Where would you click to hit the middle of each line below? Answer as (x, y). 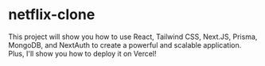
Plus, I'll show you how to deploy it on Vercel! (82, 53)
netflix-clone (52, 15)
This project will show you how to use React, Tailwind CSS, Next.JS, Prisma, (133, 37)
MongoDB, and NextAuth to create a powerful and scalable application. (125, 45)
